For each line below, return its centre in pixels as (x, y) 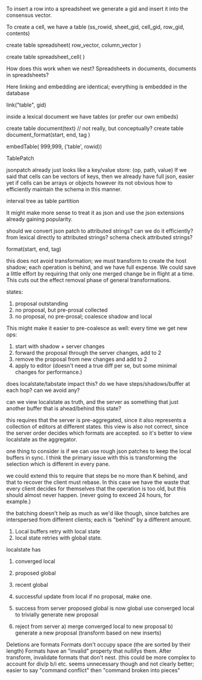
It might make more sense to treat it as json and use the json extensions (96, 213)
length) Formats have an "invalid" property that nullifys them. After (89, 651)
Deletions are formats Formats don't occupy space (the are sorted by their (99, 645)
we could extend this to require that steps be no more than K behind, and (97, 476)
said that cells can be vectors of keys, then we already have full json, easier (100, 176)
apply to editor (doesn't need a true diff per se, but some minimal (96, 365)
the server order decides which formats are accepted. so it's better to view (99, 433)
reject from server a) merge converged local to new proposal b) (94, 626)
